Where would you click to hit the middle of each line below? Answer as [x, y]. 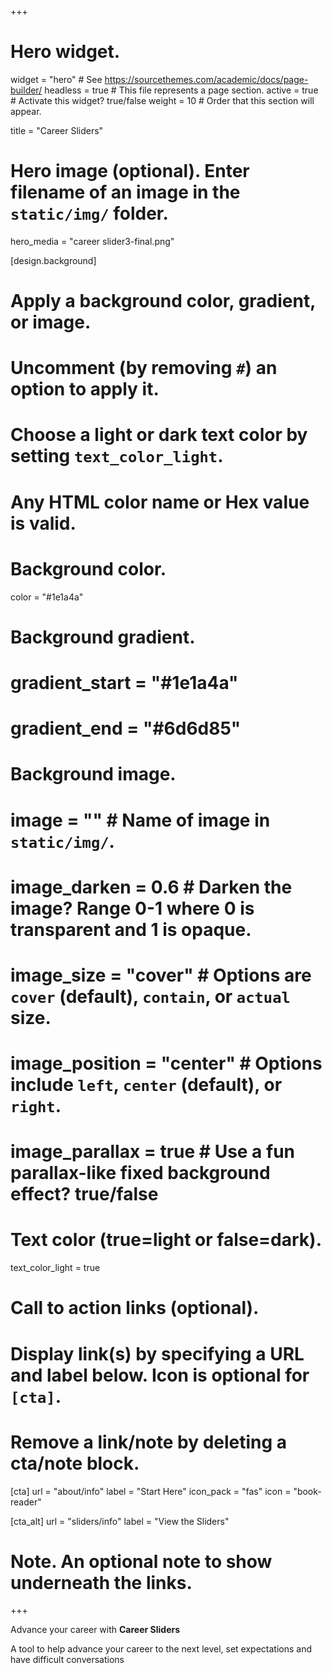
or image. [51, 322]
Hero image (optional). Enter [130, 171]
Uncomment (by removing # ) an [144, 368]
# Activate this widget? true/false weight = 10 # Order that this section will [162, 100]
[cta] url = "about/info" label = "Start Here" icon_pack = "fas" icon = [151, 1491]
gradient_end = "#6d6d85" [126, 728]
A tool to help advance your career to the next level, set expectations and [161, 1649]
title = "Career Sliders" [57, 130]
